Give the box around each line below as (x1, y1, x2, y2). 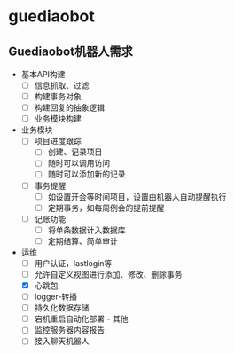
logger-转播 (34, 291, 77, 303)
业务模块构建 (34, 114, 82, 124)
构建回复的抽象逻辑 (34, 102, 106, 113)
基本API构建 (20, 69, 66, 79)
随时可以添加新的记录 (47, 169, 126, 179)
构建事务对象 (34, 91, 82, 102)
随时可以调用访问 (47, 158, 111, 169)
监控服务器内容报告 (34, 325, 106, 335)
